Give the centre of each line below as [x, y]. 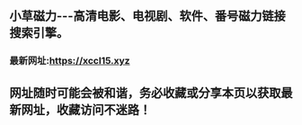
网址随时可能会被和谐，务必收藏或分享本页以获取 [145, 93]
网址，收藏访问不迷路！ [86, 109]
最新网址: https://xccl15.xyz [70, 61]
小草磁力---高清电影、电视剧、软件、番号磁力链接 [147, 16]
